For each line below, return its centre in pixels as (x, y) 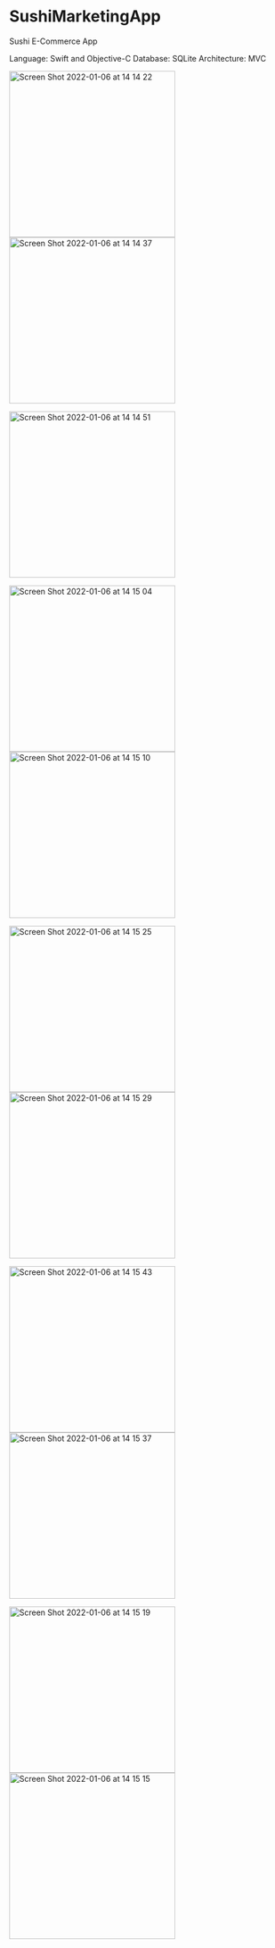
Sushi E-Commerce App (53, 41)
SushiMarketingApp (85, 17)
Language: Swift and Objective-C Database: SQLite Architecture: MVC (138, 58)
